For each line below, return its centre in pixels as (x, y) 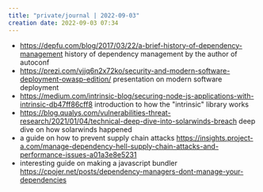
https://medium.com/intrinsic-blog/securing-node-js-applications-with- (137, 96)
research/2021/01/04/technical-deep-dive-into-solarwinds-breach (128, 121)
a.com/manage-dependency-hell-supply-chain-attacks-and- (119, 146)
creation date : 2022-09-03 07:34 (63, 23)
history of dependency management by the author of (151, 54)
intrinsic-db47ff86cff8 (56, 104)
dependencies (43, 179)
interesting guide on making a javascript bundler (99, 163)
